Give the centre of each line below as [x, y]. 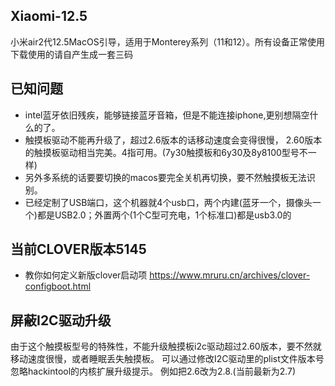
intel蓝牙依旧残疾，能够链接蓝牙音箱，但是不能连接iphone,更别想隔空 [167, 115]
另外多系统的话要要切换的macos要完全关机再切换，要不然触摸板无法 [165, 177]
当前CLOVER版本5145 [78, 249]
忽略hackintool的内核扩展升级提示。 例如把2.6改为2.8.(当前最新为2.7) [153, 371]
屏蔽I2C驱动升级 [61, 320]
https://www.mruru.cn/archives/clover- [230, 275]
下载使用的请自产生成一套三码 [71, 54]
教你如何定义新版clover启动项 [86, 275]
